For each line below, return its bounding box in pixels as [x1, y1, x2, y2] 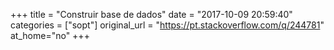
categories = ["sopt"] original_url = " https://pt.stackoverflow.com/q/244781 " [10, 19, 325, 31]
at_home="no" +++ [10, 30, 90, 41]
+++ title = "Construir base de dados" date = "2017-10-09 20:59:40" [10, 9, 293, 20]
